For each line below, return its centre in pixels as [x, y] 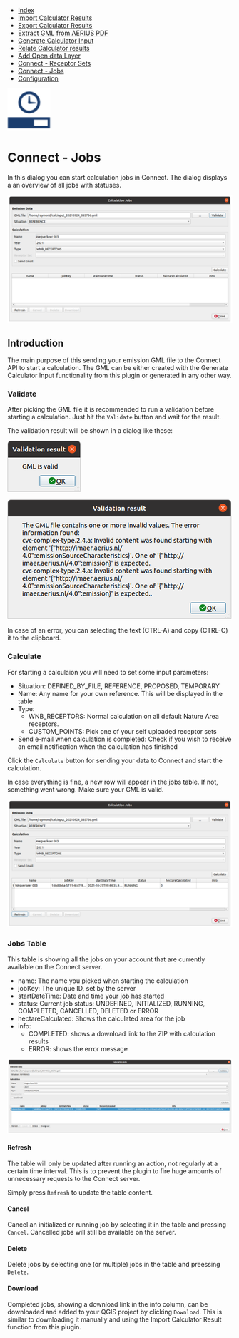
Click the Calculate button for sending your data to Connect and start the [115, 760]
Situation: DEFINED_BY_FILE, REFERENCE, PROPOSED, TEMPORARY [118, 686]
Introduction [36, 343]
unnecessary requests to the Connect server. [74, 1179]
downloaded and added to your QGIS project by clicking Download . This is [115, 1312]
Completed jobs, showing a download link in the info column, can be [108, 1304]
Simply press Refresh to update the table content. [80, 1193]
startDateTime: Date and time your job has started [91, 996]
